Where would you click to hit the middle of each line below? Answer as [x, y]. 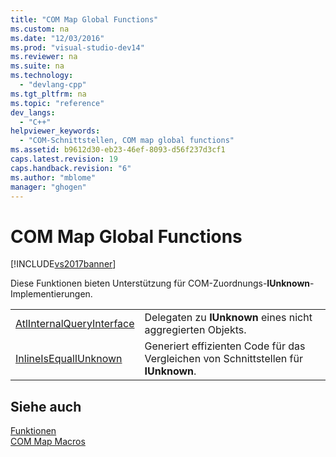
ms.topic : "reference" [57, 103]
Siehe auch [46, 406]
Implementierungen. [51, 294]
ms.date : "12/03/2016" [57, 38]
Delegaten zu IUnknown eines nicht [228, 318]
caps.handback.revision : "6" [71, 168]
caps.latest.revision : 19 [64, 159]
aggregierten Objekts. [195, 330]
